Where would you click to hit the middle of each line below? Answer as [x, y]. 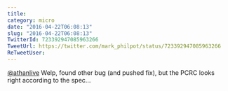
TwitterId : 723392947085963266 [53, 40]
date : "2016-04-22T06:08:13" [50, 27]
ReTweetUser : [26, 53]
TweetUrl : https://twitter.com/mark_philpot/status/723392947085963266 [114, 46]
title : [17, 14]
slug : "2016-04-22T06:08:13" [50, 33]
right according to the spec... [49, 80]
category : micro [31, 20]
